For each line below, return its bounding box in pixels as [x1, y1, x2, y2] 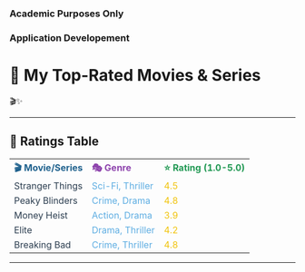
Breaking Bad [14, 238, 72, 251]
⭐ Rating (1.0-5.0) [163, 161, 245, 174]
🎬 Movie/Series [14, 161, 84, 174]
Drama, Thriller [92, 223, 156, 236]
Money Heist [14, 209, 68, 221]
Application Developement [9, 31, 130, 44]
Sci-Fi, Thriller [92, 180, 154, 192]
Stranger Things [14, 180, 84, 192]
